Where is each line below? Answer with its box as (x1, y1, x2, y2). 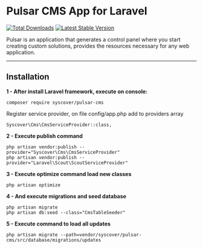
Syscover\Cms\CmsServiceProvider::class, (6, 122, 112, 128)
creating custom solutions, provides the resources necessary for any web (6, 42, 190, 49)
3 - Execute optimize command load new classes (6, 170, 132, 177)
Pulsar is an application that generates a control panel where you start (6, 36, 181, 43)
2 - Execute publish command (6, 132, 83, 139)
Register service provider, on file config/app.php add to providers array (6, 110, 184, 117)
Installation (6, 72, 50, 82)
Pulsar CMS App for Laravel (6, 4, 147, 18)
